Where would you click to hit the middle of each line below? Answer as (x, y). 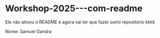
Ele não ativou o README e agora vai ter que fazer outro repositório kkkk (80, 22)
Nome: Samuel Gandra (28, 31)
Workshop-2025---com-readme (74, 9)
